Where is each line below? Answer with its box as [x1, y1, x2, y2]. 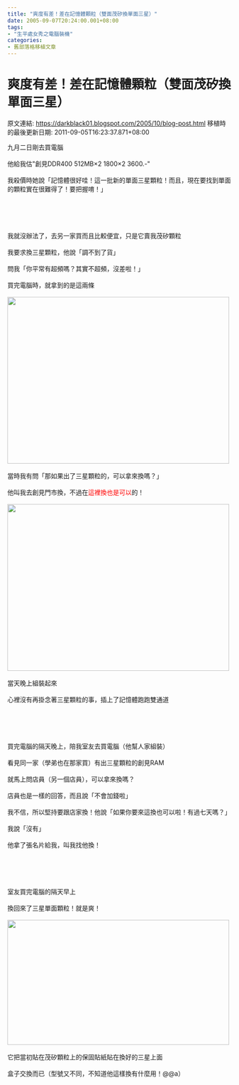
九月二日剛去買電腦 [7, 143, 64, 152]
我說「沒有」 [7, 824, 45, 832]
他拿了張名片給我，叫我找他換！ [7, 840, 101, 849]
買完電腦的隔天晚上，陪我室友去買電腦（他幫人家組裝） [7, 741, 169, 751]
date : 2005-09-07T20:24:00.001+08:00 [7, 17, 119, 24]
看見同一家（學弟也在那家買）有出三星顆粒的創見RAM [7, 758, 165, 767]
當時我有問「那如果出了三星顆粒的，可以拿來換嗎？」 [7, 471, 163, 480]
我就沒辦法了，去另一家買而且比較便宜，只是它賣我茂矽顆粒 [7, 231, 182, 240]
